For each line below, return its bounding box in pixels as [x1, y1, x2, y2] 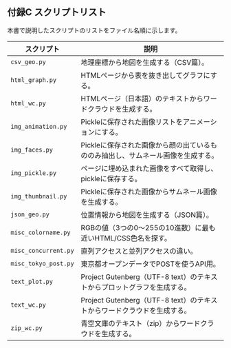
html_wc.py [10, 99, 46, 107]
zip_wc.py [10, 324, 43, 332]
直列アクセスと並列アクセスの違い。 [80, 246, 197, 256]
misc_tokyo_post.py [10, 259, 74, 267]
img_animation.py [10, 123, 67, 130]
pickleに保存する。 [80, 174, 142, 183]
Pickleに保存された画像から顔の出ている [80, 140, 211, 150]
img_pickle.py [10, 169, 57, 177]
